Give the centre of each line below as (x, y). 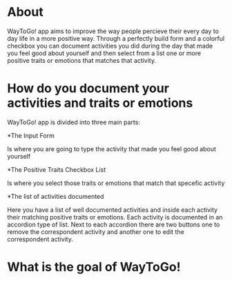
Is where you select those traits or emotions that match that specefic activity (116, 183)
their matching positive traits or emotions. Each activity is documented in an (115, 217)
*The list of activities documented (56, 196)
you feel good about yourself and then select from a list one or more (104, 53)
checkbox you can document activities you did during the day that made (110, 46)
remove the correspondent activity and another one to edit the (96, 231)
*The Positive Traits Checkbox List (57, 169)
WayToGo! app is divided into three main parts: (74, 122)
